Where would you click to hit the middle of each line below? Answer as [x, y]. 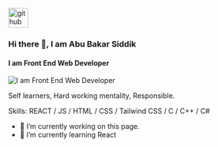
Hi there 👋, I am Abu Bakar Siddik [72, 43]
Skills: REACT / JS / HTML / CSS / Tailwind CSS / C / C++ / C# [109, 111]
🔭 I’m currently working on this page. [79, 126]
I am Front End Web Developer [59, 62]
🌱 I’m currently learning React [68, 135]
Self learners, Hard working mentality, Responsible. [92, 96]
